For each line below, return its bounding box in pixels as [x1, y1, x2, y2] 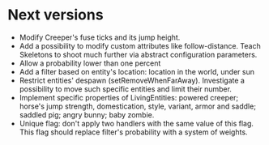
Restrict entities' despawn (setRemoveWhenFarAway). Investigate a [19, 75, 245, 85]
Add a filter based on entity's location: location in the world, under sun [19, 66, 254, 76]
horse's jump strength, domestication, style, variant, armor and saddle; [19, 101, 257, 111]
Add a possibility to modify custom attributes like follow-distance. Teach [19, 41, 261, 50]
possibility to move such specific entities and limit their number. [19, 83, 233, 94]
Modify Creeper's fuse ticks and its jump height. [19, 32, 181, 42]
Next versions [7, 6, 104, 24]
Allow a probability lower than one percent [19, 58, 161, 68]
